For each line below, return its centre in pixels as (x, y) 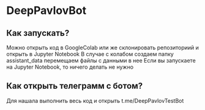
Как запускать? (38, 33)
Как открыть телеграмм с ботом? (75, 86)
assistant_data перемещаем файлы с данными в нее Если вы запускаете (101, 60)
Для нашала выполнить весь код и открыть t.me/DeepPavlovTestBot (95, 100)
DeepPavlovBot (47, 11)
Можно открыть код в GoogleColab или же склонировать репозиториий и (102, 47)
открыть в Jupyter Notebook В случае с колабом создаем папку (90, 54)
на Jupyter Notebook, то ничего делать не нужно (70, 67)
